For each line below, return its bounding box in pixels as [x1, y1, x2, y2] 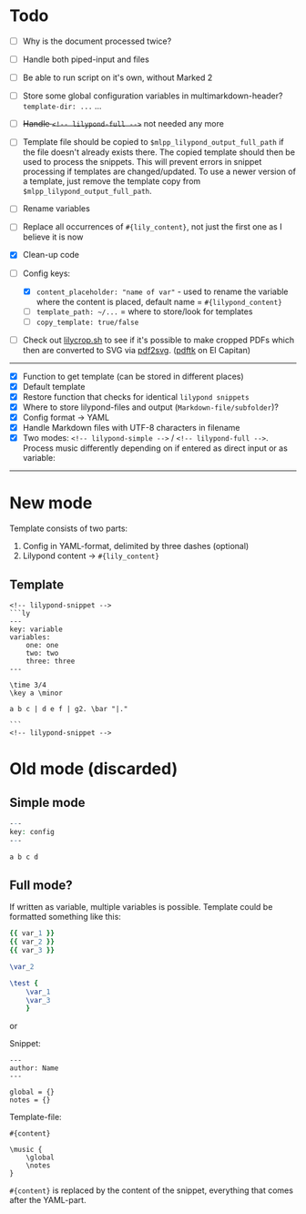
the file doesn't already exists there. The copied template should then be [22, 147, 296, 158]
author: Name [9, 1064, 59, 1073]
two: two [25, 648, 59, 658]
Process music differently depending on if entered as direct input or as [22, 443, 289, 454]
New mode [9, 493, 93, 514]
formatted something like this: [9, 912, 121, 923]
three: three [25, 657, 76, 666]
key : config [9, 827, 55, 836]
